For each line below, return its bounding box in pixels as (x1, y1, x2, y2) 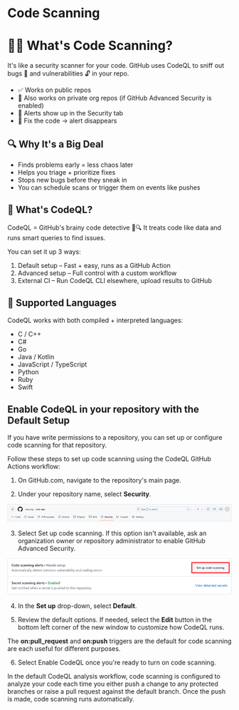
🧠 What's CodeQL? (7, 204, 93, 216)
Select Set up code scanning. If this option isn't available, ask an (17, 529, 207, 537)
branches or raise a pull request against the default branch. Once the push (7, 687, 226, 696)
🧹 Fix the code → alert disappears (17, 116, 117, 125)
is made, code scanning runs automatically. (7, 695, 135, 704)
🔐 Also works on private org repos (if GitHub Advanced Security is (17, 94, 212, 103)
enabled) (17, 101, 44, 110)
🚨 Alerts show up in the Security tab (17, 109, 123, 118)
